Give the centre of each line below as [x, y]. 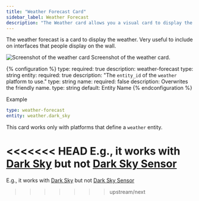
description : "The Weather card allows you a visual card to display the [99, 23]
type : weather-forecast [36, 111]
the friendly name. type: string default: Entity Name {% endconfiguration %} [99, 88]
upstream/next [127, 192]
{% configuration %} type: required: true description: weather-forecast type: [100, 69]
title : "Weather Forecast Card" [46, 12]
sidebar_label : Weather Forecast [48, 17]
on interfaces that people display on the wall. [61, 46]
